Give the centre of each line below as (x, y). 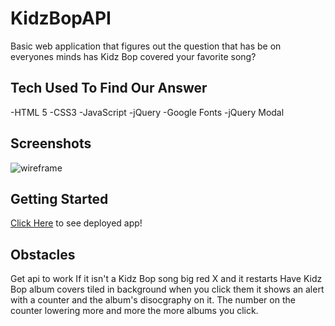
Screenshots (51, 143)
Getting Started (59, 198)
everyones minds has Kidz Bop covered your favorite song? (133, 56)
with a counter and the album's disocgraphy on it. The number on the (153, 300)
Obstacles (43, 254)
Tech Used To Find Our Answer (109, 88)
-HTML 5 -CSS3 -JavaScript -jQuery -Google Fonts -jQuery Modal (147, 112)
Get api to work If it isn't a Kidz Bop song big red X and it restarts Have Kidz (166, 279)
